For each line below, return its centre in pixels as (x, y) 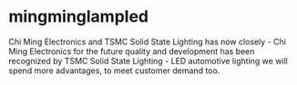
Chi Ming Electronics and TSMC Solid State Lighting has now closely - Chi (147, 42)
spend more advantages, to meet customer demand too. (114, 71)
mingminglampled (79, 17)
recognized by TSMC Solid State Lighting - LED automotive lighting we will (148, 61)
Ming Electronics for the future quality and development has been (132, 51)
